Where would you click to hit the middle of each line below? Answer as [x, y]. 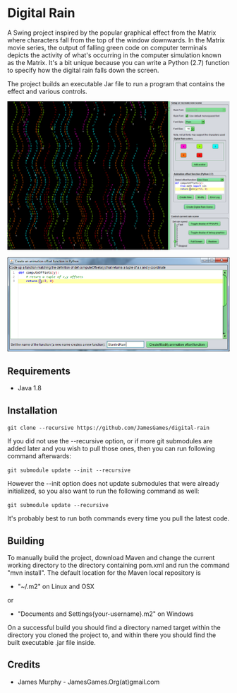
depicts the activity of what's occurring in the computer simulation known [114, 55]
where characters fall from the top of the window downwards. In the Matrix [116, 40]
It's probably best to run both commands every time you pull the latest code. [119, 518]
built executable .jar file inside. [52, 643]
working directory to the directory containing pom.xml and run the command [119, 565]
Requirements [39, 372]
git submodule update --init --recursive [69, 471]
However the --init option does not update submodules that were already [114, 484]
